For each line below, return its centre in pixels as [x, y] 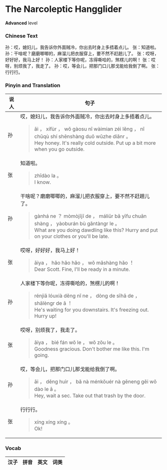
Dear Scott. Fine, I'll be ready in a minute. [82, 269]
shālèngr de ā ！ [53, 303]
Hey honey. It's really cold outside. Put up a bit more [95, 143]
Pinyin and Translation [33, 86]
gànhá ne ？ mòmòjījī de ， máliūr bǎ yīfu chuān [90, 216]
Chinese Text [22, 36]
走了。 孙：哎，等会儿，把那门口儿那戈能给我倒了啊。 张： [100, 66]
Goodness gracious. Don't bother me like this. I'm [92, 349]
